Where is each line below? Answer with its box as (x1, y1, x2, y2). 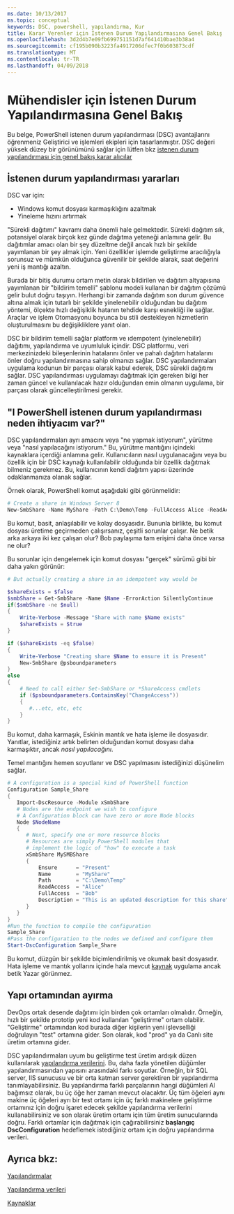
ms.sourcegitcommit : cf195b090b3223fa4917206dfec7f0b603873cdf (7, 43, 195, 50)
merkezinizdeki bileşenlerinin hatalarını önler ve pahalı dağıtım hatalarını (7, 349, 214, 357)
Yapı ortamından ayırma (7, 989, 114, 1002)
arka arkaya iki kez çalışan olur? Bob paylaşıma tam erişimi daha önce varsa (7, 533, 225, 542)
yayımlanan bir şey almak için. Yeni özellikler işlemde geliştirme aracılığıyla (7, 248, 221, 256)
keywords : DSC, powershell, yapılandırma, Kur (7, 23, 145, 30)
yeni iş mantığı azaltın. (7, 262, 71, 271)
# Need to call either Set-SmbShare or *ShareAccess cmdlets (19, 686, 201, 693)
